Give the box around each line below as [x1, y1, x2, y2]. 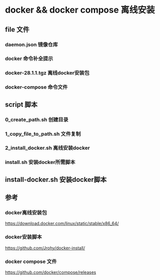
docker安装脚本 [5, 234, 42, 241]
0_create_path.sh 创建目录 [5, 116, 69, 123]
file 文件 [5, 25, 30, 34]
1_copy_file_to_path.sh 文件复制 [5, 130, 81, 137]
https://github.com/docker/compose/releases [5, 269, 96, 275]
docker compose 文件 [5, 258, 57, 265]
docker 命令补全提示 [5, 55, 53, 62]
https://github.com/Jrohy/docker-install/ [5, 245, 85, 251]
